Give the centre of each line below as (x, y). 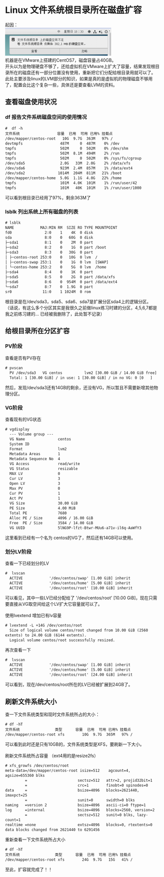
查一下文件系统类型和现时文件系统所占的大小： (52, 714)
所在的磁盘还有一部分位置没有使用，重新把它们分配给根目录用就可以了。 (82, 73)
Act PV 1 (35, 498)
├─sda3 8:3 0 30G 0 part (49, 252)
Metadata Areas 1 (35, 454)
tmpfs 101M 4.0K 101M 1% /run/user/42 (71, 183)
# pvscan (14, 368)
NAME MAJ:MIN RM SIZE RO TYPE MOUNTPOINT (61, 227)
